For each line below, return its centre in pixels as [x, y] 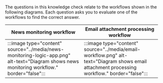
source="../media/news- [36, 49]
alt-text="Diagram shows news [43, 61]
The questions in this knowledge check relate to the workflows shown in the [81, 7]
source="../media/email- [112, 49]
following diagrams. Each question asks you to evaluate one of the [71, 12]
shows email [132, 61]
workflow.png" [101, 55]
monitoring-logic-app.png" [39, 55]
